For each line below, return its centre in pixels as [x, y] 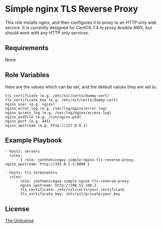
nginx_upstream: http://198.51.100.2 [58, 186]
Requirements [27, 48]
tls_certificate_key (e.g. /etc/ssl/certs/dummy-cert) [62, 100]
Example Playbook [33, 140]
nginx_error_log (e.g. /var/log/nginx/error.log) [56, 108]
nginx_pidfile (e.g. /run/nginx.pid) [43, 117]
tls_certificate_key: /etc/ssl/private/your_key [70, 194]
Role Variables [27, 75]
